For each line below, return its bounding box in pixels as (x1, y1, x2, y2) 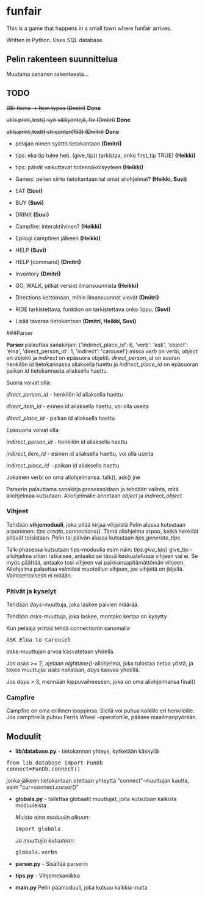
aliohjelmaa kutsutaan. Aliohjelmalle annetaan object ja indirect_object (6, 492, 182, 499)
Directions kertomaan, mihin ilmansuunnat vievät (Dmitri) (15, 293, 159, 301)
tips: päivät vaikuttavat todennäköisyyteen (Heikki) (15, 163, 144, 170)
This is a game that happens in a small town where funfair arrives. (6, 24, 172, 32)
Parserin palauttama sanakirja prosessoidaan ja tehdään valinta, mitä (6, 485, 179, 492)
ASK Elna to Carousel (6, 637, 71, 643)
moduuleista (15, 802, 47, 809)
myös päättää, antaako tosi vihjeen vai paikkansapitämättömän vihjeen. (6, 558, 185, 566)
